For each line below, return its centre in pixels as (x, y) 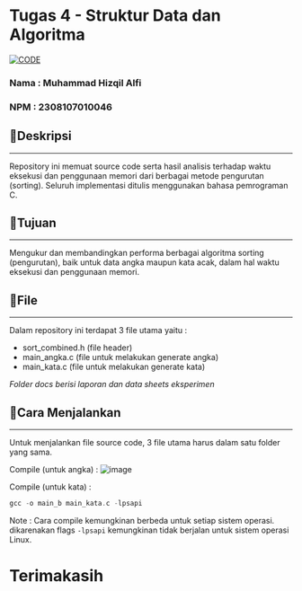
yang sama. (31, 452)
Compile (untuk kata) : (50, 487)
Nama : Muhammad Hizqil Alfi (75, 83)
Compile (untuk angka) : (54, 470)
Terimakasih (57, 576)
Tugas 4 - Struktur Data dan (115, 16)
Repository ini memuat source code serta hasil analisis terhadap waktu (140, 166)
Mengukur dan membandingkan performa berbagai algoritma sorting (137, 253)
